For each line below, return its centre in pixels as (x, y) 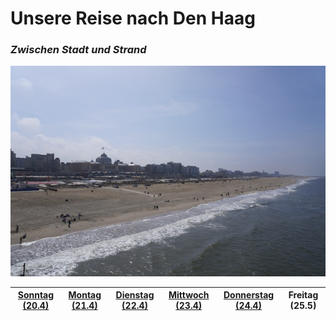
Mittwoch (189, 295)
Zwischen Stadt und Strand (78, 50)
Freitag (303, 295)
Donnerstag (249, 295)
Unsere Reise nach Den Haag (133, 18)
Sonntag (36, 295)
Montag (85, 295)
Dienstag (135, 295)
